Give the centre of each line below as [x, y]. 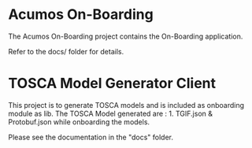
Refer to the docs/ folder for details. [66, 51]
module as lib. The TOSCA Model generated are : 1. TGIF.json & [111, 113]
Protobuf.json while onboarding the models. [79, 122]
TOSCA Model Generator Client [112, 83]
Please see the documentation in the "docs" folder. [91, 137]
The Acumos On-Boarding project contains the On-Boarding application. [126, 36]
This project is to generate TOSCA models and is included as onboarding [126, 105]
